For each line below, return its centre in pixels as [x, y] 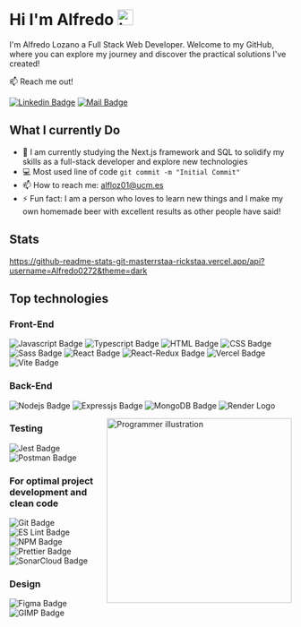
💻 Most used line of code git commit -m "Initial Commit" [131, 171]
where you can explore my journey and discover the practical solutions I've [148, 54]
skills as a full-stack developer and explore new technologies [135, 161]
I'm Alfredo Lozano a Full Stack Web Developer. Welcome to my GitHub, [142, 44]
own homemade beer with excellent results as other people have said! [151, 211]
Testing [26, 428]
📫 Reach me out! [41, 82]
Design [25, 584]
